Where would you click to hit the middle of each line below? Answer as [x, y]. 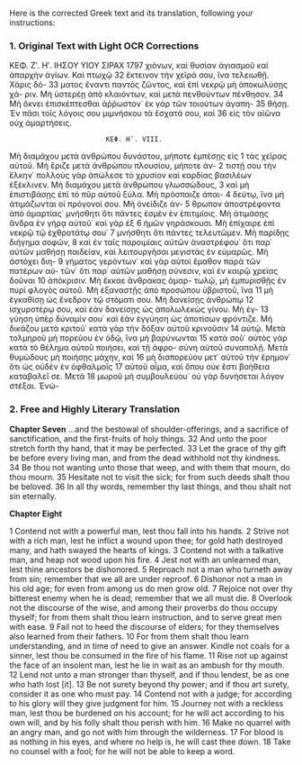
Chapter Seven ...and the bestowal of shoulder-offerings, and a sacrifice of [149, 429]
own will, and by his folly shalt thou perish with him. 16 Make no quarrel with [150, 722]
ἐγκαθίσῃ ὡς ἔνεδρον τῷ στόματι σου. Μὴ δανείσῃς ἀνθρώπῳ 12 [132, 300]
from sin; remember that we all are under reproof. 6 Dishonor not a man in [146, 578]
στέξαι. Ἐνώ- [35, 386]
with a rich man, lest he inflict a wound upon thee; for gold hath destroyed [146, 541]
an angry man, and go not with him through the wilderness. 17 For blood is [147, 732]
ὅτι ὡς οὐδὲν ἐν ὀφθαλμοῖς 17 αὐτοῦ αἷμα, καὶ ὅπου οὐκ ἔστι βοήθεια [140, 367]
